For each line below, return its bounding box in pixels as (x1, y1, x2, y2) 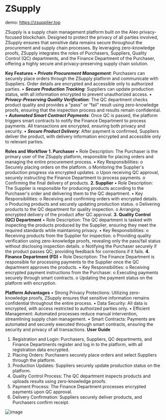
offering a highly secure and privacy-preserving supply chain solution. (5, 60, 149, 66)
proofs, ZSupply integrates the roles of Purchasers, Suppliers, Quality (5, 50, 147, 56)
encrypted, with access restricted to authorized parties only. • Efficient (5, 305, 150, 311)
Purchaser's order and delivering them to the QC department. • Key (5, 190, 143, 196)
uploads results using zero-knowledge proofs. (12, 378, 107, 384)
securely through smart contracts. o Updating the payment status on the (5, 275, 153, 281)
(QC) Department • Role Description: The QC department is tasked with (5, 217, 153, 223)
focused (5, 34, 22, 40)
